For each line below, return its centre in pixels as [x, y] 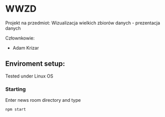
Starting [16, 89]
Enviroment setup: [35, 64]
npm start [16, 109]
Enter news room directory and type [43, 100]
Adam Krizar [26, 48]
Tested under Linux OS [29, 76]
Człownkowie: [20, 38]
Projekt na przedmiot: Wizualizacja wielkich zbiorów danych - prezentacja [83, 23]
